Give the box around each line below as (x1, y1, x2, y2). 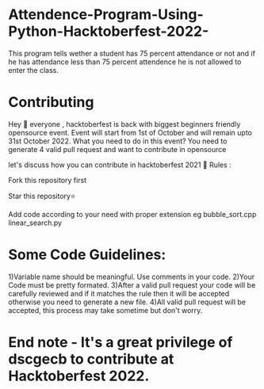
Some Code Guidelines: (8, 246, 166, 264)
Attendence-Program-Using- (8, 6, 204, 24)
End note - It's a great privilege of (8, 334, 233, 351)
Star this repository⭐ (8, 191, 76, 200)
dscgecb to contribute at (8, 350, 174, 368)
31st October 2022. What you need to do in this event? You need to (8, 136, 228, 146)
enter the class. (8, 65, 59, 74)
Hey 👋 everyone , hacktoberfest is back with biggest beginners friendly (8, 119, 241, 128)
